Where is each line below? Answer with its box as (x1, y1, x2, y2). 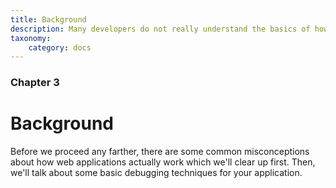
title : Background (10, 14, 87, 25)
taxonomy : (10, 33, 52, 43)
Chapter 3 (10, 76, 60, 90)
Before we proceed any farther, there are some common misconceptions (10, 146, 310, 158)
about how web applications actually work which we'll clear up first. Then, (10, 156, 316, 168)
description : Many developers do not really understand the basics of (10, 24, 311, 34)
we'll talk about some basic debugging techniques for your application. (10, 167, 303, 179)
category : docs (28, 42, 92, 53)
